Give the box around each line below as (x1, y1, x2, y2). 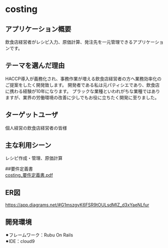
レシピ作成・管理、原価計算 (5, 155, 63, 161)
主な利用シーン (5, 141, 51, 150)
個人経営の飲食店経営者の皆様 (5, 125, 67, 131)
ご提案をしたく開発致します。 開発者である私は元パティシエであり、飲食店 (5, 82, 160, 88)
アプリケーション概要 (5, 25, 71, 33)
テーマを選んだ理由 (5, 61, 65, 70)
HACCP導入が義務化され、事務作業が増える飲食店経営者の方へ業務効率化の (5, 75, 162, 81)
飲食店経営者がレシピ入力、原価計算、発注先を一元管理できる (5, 39, 133, 45)
